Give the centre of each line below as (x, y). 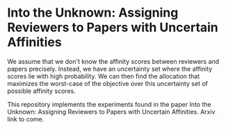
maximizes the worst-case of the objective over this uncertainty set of (108, 83)
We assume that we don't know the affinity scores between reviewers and (113, 61)
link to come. (26, 119)
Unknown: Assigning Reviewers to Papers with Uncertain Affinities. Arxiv (111, 112)
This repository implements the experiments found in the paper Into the (109, 104)
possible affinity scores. (41, 91)
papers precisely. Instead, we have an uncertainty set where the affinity (110, 69)
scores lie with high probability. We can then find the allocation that (104, 76)
